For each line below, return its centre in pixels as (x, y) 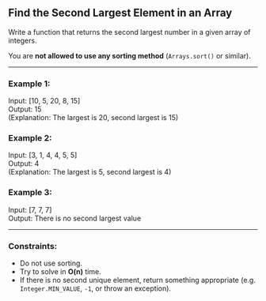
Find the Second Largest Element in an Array (120, 13)
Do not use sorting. (51, 263)
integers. (23, 40)
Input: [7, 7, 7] (30, 209)
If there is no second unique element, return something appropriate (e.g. (137, 280)
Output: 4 (24, 164)
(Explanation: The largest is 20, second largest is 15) (93, 118)
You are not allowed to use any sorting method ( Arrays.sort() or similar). (129, 55)
